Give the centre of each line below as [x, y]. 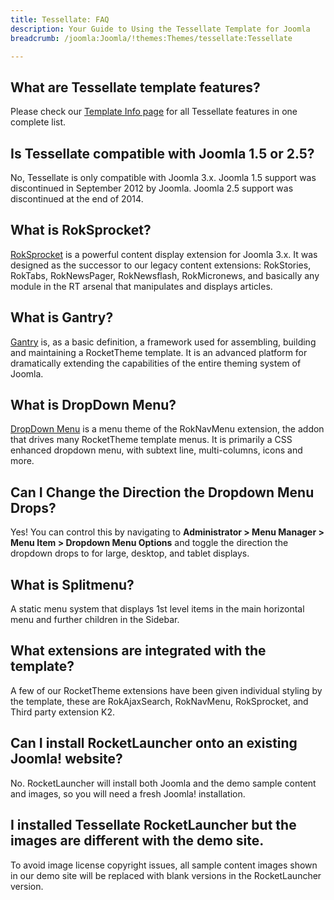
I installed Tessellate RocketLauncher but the [153, 825]
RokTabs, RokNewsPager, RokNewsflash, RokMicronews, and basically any [165, 275]
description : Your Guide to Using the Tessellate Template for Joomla [160, 29]
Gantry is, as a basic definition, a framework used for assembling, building [163, 342]
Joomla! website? [66, 759]
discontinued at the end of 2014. [77, 199]
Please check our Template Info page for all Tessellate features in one [154, 112]
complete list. [38, 122]
